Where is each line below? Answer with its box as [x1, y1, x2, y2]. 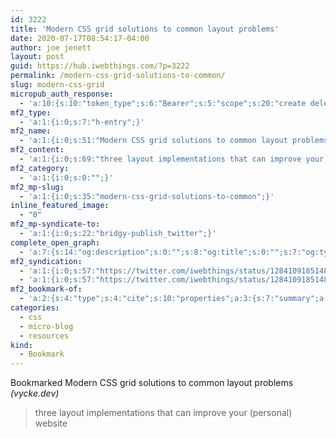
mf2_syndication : [10, 256, 83, 266]
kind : [10, 340, 33, 350]
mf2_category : [10, 163, 70, 173]
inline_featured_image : [10, 201, 110, 211]
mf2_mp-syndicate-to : [10, 219, 101, 230]
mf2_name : [10, 126, 52, 136]
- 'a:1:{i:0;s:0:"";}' [19, 172, 114, 183]
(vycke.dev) [10, 387, 60, 400]
